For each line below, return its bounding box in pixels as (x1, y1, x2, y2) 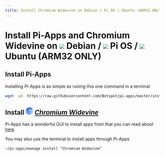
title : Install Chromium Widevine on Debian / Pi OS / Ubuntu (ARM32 (5, 8, 151, 13)
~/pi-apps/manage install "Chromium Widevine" (5, 146, 102, 151)
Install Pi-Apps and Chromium (5, 30, 130, 41)
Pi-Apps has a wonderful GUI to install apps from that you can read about (5, 121, 154, 127)
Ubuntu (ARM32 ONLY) (5, 51, 102, 62)
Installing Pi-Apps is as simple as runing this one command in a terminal (5, 83, 151, 89)
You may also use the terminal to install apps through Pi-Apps (5, 136, 130, 142)
